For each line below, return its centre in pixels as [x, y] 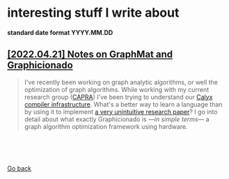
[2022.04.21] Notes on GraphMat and [90, 55]
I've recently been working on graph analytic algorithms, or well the [121, 82]
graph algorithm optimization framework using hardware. [106, 126]
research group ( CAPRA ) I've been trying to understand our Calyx [118, 97]
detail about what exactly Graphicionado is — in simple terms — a [117, 119]
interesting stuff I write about [93, 13]
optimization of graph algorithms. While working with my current [117, 89]
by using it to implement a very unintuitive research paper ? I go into [121, 111]
